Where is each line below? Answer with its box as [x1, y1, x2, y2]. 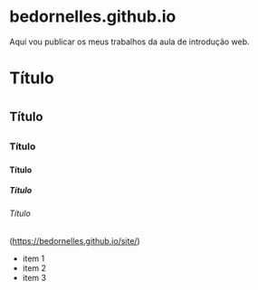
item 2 [22, 263, 47, 274]
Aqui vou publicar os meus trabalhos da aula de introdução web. [9, 36, 251, 47]
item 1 [22, 253, 45, 264]
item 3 [22, 273, 47, 284]
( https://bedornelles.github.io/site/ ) [9, 236, 140, 247]
